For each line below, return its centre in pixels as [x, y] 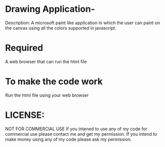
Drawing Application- [50, 9]
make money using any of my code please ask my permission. [68, 139]
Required [24, 48]
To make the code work [54, 82]
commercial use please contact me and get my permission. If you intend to [81, 134]
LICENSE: [25, 115]
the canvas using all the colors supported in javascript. [61, 28]
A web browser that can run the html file [46, 61]
